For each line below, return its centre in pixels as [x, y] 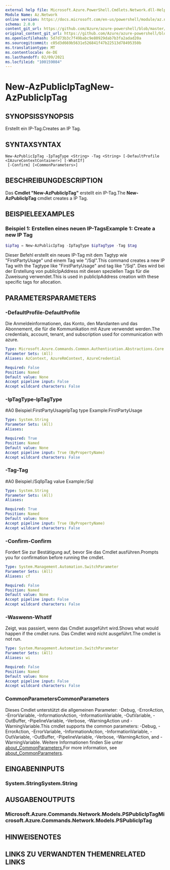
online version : [22, 19]
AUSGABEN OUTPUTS [40, 800]
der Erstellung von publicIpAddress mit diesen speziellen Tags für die [77, 271]
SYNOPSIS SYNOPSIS [40, 116]
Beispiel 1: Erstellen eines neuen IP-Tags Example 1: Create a [80, 229]
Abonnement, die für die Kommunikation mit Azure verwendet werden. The [83, 329]
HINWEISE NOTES [33, 837]
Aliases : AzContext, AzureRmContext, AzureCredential [63, 358]
